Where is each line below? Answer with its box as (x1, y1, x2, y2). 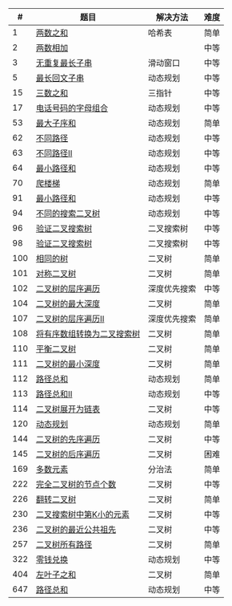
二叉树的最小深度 (35, 359, 101, 369)
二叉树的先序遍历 (35, 433, 101, 445)
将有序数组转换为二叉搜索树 (35, 328, 141, 340)
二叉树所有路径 (35, 539, 93, 550)
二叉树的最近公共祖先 (35, 524, 117, 535)
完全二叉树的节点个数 (35, 479, 117, 490)
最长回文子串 (35, 72, 85, 83)
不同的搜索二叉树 (35, 208, 101, 219)
